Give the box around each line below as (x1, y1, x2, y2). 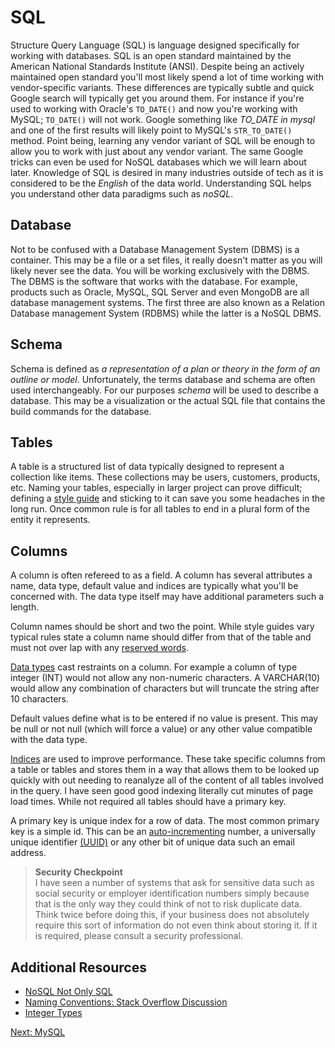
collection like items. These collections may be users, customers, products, (10, 471, 321, 483)
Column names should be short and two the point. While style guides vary (10, 621, 315, 633)
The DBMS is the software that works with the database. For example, (10, 275, 298, 287)
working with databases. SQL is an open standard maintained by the (10, 49, 292, 61)
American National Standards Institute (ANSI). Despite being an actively (10, 60, 305, 72)
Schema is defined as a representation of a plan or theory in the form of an (10, 362, 321, 375)
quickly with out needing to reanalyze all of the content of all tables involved (10, 774, 324, 786)
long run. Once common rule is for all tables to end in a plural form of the (10, 503, 310, 515)
